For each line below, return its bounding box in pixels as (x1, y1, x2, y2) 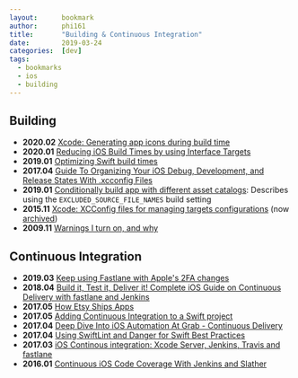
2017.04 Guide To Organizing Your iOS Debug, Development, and (22, 165, 265, 176)
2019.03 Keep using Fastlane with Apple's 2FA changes (22, 273, 230, 284)
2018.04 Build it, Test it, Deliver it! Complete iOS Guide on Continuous (22, 282, 282, 293)
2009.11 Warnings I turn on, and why (22, 223, 159, 233)
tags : (9, 55, 30, 64)
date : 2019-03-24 (9, 38, 102, 48)
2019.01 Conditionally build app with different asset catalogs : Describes (22, 185, 289, 196)
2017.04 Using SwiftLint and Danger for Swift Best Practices (22, 330, 245, 341)
